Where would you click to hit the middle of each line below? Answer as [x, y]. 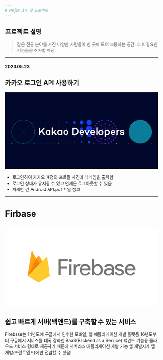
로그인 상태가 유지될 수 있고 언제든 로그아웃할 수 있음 [62, 183]
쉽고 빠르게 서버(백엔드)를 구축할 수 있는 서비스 [71, 321]
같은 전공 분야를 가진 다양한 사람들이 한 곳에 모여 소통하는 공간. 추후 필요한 [87, 44]
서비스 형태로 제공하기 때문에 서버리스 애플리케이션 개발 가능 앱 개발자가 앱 [84, 346]
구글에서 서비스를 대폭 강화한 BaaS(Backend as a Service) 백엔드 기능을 [79, 341]
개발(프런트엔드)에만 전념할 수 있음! [38, 353]
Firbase [21, 214]
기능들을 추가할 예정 [36, 51]
